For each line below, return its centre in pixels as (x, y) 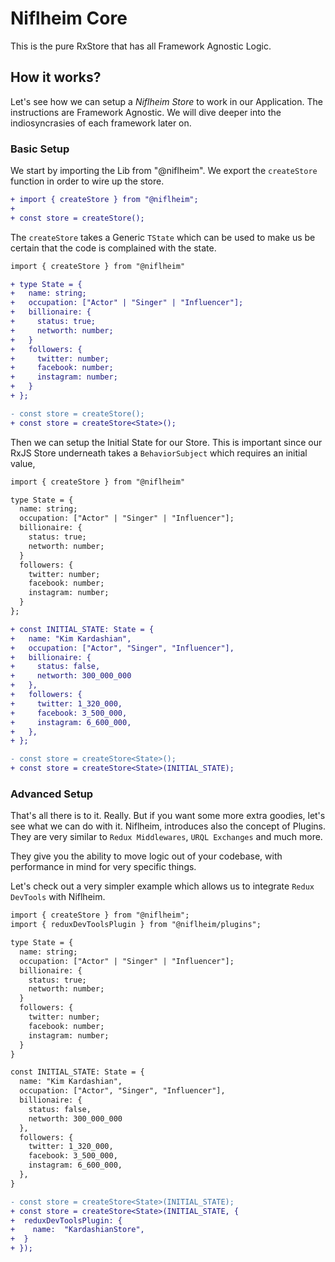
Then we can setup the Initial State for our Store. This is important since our (166, 442)
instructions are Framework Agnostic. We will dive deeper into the (146, 112)
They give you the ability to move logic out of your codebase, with (146, 856)
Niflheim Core (69, 18)
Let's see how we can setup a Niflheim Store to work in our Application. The (166, 101)
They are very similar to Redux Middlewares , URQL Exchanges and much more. (166, 837)
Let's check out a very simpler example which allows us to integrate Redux (162, 886)
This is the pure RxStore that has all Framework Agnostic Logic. (141, 46)
